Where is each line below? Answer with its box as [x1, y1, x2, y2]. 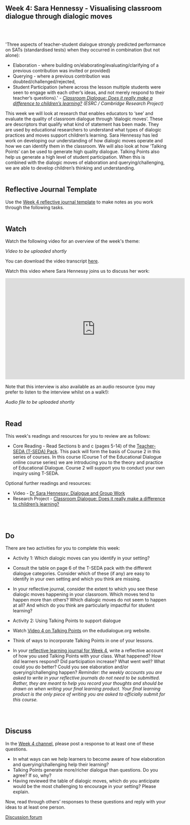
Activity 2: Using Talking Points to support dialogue [12, 617, 121, 624]
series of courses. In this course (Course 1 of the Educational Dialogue [12, 454, 162, 460]
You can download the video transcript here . [5, 258, 99, 264]
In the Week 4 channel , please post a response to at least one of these [5, 740, 155, 746]
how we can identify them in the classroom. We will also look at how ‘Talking [5, 143, 167, 149]
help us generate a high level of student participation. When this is [5, 154, 145, 160]
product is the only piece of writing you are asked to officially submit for [12, 691, 165, 698]
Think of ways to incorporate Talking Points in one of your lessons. [12, 638, 154, 644]
